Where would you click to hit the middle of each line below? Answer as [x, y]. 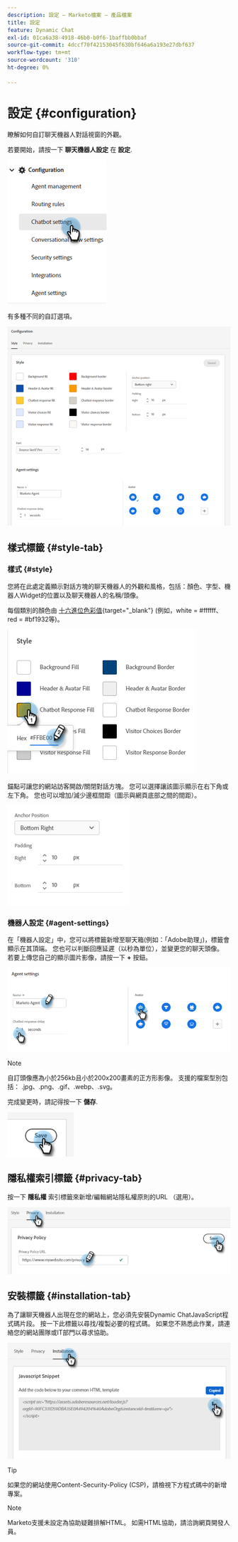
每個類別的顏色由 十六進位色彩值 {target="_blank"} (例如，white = [103, 610]
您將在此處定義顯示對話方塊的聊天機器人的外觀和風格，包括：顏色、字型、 [116, 586]
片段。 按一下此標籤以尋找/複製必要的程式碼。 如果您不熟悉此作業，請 [122, 1323]
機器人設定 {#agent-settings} [58, 923]
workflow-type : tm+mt [39, 53]
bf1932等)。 [46, 619]
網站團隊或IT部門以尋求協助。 [69, 1332]
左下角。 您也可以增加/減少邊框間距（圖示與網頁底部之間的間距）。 [104, 795]
